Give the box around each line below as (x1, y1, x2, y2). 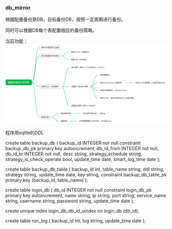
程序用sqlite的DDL (5, 130, 44, 136)
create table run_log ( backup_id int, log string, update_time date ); (5, 218, 146, 224)
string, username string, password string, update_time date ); (5, 198, 135, 204)
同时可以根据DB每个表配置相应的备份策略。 (5, 27, 98, 33)
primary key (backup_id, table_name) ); (5, 177, 88, 183)
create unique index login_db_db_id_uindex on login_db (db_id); (5, 208, 140, 214)
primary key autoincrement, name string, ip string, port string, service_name (5, 193, 166, 199)
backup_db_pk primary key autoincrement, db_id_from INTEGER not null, (5, 145, 159, 152)
